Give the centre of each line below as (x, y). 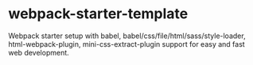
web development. (39, 52)
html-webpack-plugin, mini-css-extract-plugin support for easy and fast (127, 44)
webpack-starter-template (98, 14)
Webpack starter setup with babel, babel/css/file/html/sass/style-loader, (127, 36)
